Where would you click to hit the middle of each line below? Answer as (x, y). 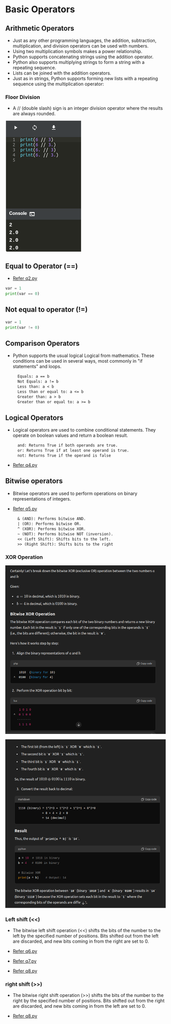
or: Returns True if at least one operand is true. (73, 450)
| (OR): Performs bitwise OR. (49, 524)
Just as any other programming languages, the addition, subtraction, (84, 40)
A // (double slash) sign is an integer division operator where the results (88, 108)
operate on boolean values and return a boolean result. (70, 436)
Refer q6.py (25, 951)
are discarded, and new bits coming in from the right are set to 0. (81, 941)
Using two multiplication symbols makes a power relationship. (77, 51)
